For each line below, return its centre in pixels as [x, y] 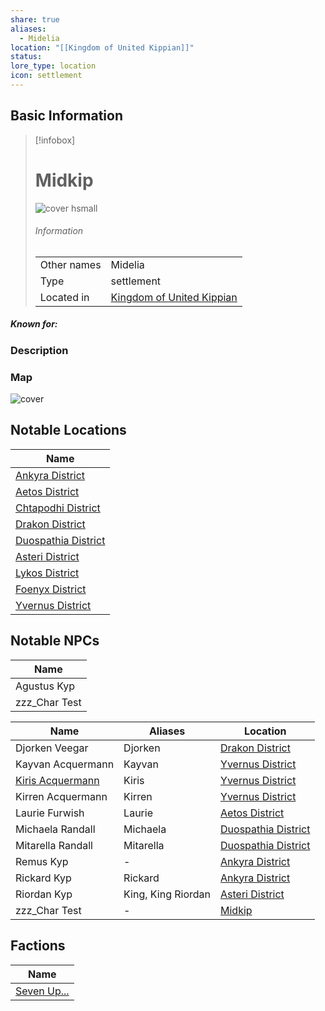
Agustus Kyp [45, 686]
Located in [64, 297]
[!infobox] [55, 140]
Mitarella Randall [54, 845]
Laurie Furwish [50, 813]
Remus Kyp [42, 861]
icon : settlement [46, 76]
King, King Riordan [167, 894]
